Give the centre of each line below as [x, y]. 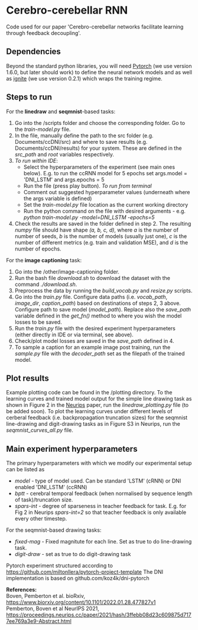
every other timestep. [41, 519]
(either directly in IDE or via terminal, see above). [74, 335]
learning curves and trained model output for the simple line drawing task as [99, 399]
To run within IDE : [36, 160]
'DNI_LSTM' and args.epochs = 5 [64, 179]
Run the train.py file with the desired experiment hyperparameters [95, 328]
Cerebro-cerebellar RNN [67, 10]
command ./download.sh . [46, 284]
